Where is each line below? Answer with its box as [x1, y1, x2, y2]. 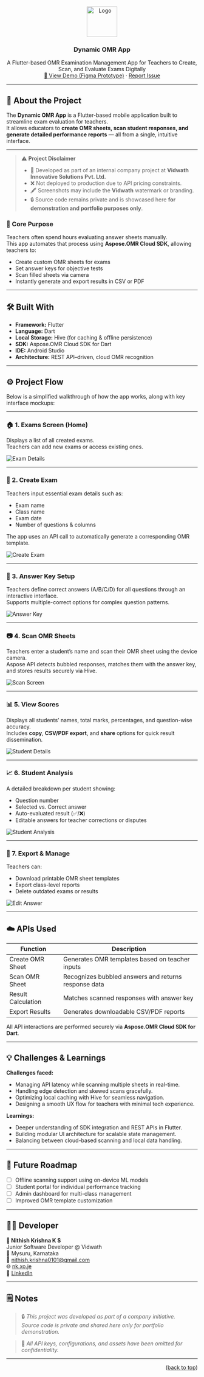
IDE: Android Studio [15, 347, 65, 354]
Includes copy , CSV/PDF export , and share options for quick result [6, 729, 175, 736]
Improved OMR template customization [15, 1196, 113, 1204]
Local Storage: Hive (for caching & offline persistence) [15, 334, 152, 341]
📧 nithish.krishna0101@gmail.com [6, 1256, 90, 1263]
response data [63, 980, 104, 988]
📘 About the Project [6, 95, 82, 106]
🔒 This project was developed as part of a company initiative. [21, 1313, 175, 1320]
